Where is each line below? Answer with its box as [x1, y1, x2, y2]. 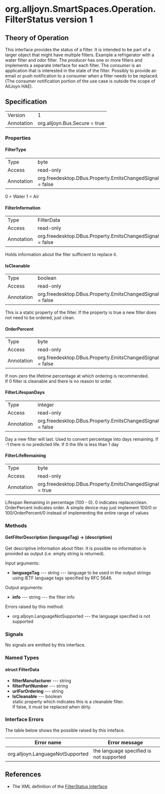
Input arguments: [5, 560, 40, 566]
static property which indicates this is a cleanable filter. [12, 698, 124, 704]
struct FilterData [5, 666, 39, 672]
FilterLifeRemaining [5, 453, 46, 458]
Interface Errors [5, 716, 44, 723]
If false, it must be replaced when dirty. [12, 704, 92, 710]
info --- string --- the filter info [12, 594, 75, 600]
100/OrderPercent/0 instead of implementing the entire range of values [5, 510, 149, 516]
